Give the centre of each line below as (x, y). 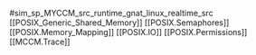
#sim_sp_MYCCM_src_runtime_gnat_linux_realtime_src (112, 13)
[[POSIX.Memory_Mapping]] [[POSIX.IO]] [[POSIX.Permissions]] (128, 32)
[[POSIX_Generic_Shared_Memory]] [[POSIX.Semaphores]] (119, 23)
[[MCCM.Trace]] (40, 41)
